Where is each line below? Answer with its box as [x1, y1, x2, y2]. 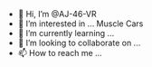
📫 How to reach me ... [17, 48, 102, 58]
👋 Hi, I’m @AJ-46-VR [17, 9, 97, 19]
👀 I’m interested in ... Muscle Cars [17, 18, 144, 29]
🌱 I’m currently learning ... [17, 28, 115, 38]
